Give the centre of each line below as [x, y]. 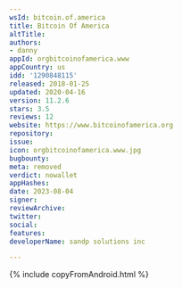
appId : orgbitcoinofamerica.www [69, 59]
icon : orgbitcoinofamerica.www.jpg [75, 150]
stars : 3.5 [29, 109]
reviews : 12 [31, 117]
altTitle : [28, 34]
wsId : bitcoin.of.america [57, 17]
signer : [24, 200]
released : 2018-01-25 [50, 84]
